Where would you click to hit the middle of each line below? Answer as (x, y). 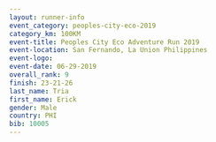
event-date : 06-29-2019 (53, 67)
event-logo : (31, 58)
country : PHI (33, 116)
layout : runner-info (47, 17)
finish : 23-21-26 (41, 83)
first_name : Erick (43, 99)
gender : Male (33, 108)
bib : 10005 (29, 124)
